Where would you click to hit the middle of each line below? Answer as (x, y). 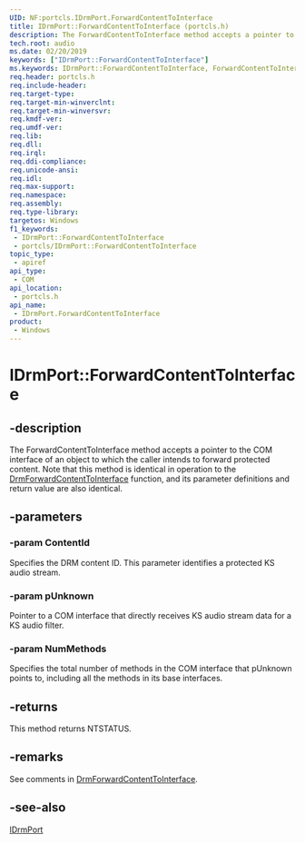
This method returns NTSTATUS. (70, 729)
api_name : (28, 305)
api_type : (28, 272)
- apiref (30, 263)
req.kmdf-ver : (36, 119)
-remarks (36, 757)
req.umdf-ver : (36, 128)
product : (26, 322)
